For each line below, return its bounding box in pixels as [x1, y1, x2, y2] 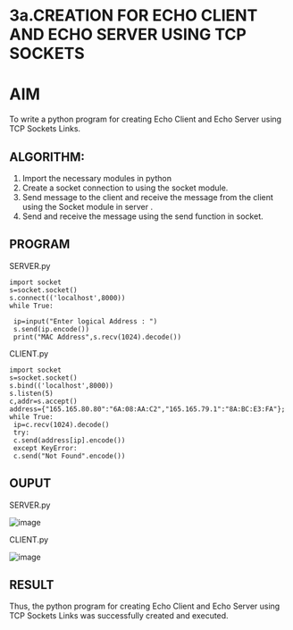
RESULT [9, 577, 54, 592]
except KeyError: [13, 443, 78, 452]
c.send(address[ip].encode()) [13, 435, 126, 445]
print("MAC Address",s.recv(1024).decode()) [13, 332, 181, 341]
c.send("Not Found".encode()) [13, 451, 126, 460]
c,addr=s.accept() [9, 397, 78, 406]
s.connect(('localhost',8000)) [9, 293, 126, 302]
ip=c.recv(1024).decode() [13, 420, 110, 429]
